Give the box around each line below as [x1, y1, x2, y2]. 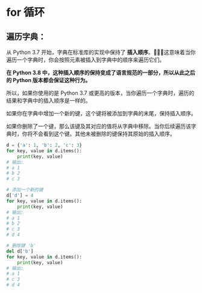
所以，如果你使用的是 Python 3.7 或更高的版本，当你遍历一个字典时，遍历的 [6, 89, 195, 97]
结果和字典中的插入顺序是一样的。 [6, 97, 91, 104]
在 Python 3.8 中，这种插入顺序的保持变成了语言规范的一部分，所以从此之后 [6, 69, 195, 76]
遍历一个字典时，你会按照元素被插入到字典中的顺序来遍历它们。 [6, 56, 165, 63]
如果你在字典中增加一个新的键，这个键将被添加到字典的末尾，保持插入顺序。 [6, 110, 197, 117]
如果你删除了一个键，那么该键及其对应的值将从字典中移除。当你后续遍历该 [6, 123, 191, 130]
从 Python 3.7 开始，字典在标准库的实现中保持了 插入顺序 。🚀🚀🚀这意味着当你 [6, 49, 196, 56]
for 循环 [6, 5, 45, 19]
